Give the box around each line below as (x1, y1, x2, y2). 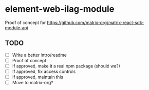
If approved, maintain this (12, 74, 63, 80)
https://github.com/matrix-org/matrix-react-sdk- (47, 20, 144, 25)
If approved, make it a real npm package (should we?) (12, 63, 120, 69)
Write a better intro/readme (12, 52, 67, 58)
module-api (5, 24, 28, 30)
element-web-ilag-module (5, 3, 114, 15)
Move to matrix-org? (12, 80, 54, 86)
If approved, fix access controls (12, 68, 76, 74)
